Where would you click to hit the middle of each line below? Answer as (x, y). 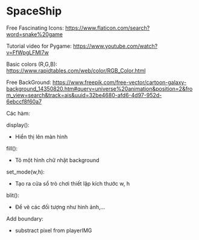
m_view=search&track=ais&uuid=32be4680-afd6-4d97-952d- (84, 95)
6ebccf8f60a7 (24, 102)
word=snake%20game (35, 34)
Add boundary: (25, 218)
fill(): (12, 148)
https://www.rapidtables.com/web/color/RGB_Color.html (76, 70)
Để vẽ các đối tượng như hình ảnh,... (60, 207)
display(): (18, 125)
